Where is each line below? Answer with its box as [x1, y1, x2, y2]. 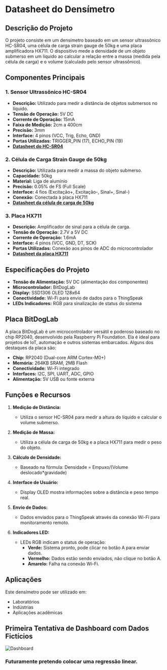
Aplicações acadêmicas [12, 609, 63, 615]
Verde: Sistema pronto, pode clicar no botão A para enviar [27, 544, 150, 550]
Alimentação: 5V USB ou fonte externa [12, 376, 95, 382]
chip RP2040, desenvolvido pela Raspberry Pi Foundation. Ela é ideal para [5, 333, 160, 340]
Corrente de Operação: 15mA [12, 116, 75, 122]
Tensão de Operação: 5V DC [12, 110, 73, 117]
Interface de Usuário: [12, 479, 59, 485]
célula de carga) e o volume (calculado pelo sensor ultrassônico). [5, 59, 142, 64]
